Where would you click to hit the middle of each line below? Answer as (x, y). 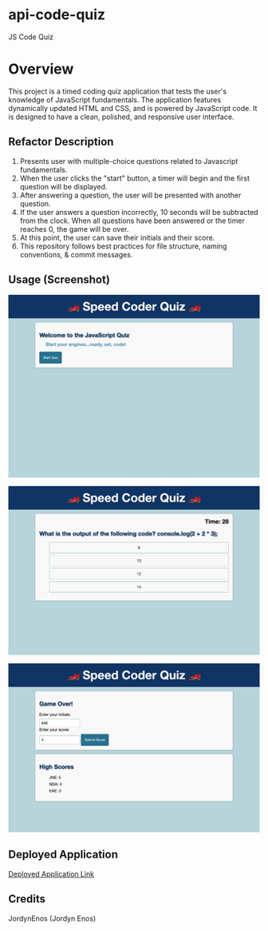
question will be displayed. (63, 186)
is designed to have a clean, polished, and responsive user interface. (121, 117)
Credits (27, 899)
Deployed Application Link (51, 873)
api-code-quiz (57, 15)
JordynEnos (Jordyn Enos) (52, 918)
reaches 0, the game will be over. (74, 229)
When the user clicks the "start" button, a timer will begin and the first (134, 178)
